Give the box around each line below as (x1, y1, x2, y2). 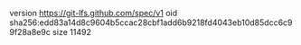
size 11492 (52, 27, 92, 37)
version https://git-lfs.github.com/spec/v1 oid (9, 8, 178, 18)
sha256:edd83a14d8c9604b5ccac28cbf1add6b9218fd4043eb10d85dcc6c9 (9, 17, 293, 28)
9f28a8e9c (9, 27, 52, 37)
